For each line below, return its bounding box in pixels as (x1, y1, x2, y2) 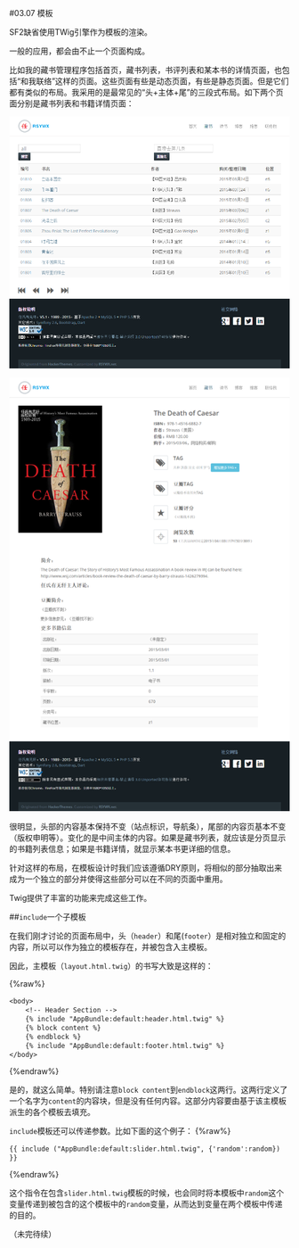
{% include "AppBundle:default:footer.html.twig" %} (25, 1041, 225, 1050)
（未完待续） (9, 1228, 56, 1239)
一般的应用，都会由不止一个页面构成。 (9, 45, 149, 56)
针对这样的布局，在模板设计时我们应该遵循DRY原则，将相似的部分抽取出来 (9, 862, 283, 872)
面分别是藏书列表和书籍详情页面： (9, 98, 134, 109)
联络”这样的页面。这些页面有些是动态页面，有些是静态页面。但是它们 (36, 76, 289, 87)
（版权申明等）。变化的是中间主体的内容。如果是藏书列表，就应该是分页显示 (9, 832, 287, 843)
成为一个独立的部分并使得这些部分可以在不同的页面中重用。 (9, 873, 228, 884)
